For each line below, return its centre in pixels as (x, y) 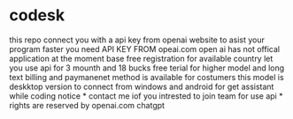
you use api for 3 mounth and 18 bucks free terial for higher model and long (147, 68)
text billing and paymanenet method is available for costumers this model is (147, 77)
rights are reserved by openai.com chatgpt (87, 105)
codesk (37, 15)
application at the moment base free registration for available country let (141, 58)
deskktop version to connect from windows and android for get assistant (142, 86)
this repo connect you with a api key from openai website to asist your (137, 40)
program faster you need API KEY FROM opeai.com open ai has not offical (145, 48)
